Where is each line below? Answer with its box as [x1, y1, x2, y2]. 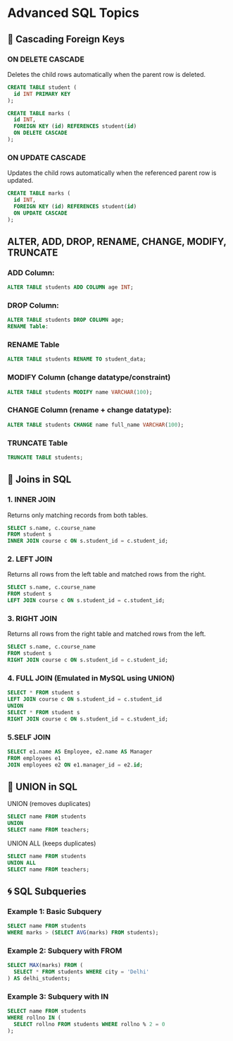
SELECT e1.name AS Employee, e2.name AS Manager [7, 748, 153, 755]
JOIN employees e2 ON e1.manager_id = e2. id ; [7, 761, 143, 769]
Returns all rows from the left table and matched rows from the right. [7, 570, 206, 579]
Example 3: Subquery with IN [7, 992, 109, 1001]
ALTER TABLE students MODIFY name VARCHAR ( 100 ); [7, 388, 153, 396]
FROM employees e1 [7, 754, 61, 762]
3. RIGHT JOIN [7, 614, 58, 623]
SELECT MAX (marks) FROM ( [7, 962, 83, 969]
